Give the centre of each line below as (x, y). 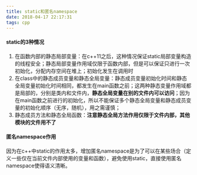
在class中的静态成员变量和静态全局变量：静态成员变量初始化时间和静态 (101, 78)
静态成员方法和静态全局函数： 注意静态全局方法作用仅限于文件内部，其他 (102, 115)
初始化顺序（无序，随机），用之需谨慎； (73, 107)
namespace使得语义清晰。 (38, 166)
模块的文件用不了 (35, 122)
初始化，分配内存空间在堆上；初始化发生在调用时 (74, 70)
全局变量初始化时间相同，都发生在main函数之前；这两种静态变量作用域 (100, 85)
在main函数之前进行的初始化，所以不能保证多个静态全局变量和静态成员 (100, 100)
